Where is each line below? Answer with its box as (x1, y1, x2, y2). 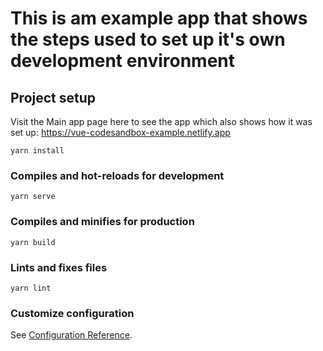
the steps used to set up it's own (10, 28, 286, 51)
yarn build (10, 237, 56, 247)
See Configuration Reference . (10, 329, 133, 341)
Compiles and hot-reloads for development (10, 168, 225, 182)
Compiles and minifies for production (10, 215, 195, 229)
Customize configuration (10, 306, 135, 320)
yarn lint (10, 283, 52, 293)
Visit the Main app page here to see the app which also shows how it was (10, 116, 313, 127)
